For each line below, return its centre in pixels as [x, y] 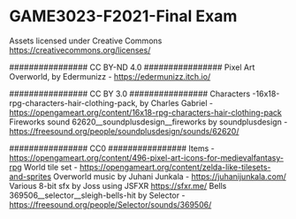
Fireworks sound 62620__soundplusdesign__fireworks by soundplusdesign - [148, 122]
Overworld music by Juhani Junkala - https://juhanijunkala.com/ [170, 176]
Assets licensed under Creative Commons [86, 41]
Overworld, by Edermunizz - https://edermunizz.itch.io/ [110, 76]
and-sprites [30, 176]
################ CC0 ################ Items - [112, 148]
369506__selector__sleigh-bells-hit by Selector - [97, 195]
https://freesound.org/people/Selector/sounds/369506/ [110, 204]
